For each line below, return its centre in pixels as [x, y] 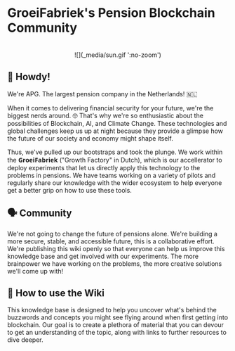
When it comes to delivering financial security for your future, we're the [110, 108]
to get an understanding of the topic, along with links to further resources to [117, 333]
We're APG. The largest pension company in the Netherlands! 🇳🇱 [102, 94]
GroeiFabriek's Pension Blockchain [111, 13]
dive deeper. [25, 340]
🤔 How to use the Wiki [56, 293]
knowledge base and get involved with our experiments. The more [103, 256]
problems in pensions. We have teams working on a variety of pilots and [112, 175]
